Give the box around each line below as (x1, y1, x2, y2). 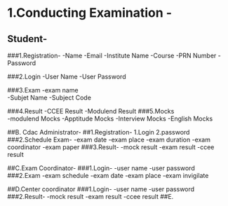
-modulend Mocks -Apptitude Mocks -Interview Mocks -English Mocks (7, 114, 213, 123)
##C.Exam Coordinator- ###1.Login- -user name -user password (7, 164, 195, 172)
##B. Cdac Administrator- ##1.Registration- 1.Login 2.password (7, 128, 190, 136)
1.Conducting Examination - (7, 5, 173, 21)
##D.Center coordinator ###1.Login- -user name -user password (7, 185, 195, 193)
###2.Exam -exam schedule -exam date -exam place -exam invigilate (7, 172, 209, 179)
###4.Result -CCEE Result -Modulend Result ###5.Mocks (7, 107, 175, 115)
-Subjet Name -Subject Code (7, 93, 91, 102)
